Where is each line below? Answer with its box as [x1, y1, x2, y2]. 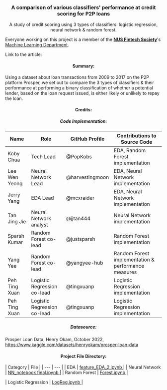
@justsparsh [66, 236, 95, 243]
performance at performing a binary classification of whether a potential [5, 84, 153, 91]
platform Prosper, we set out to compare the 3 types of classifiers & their [5, 79, 154, 85]
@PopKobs [66, 153, 92, 160]
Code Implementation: [60, 118, 107, 124]
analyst [31, 221, 48, 228]
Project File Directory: [60, 353, 107, 359]
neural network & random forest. [50, 27, 117, 33]
